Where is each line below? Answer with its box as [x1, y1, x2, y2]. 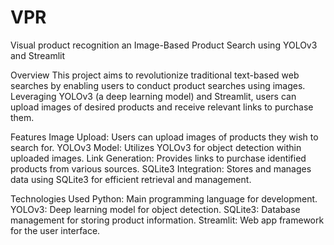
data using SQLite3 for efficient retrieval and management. [10, 173, 252, 185]
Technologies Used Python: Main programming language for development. [10, 192, 318, 205]
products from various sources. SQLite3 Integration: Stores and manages [10, 162, 312, 175]
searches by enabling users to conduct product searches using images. [10, 79, 306, 91]
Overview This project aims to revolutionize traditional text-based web [10, 69, 300, 81]
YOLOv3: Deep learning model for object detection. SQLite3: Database [10, 203, 301, 215]
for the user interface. [10, 224, 101, 236]
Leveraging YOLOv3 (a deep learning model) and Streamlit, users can [10, 90, 297, 102]
